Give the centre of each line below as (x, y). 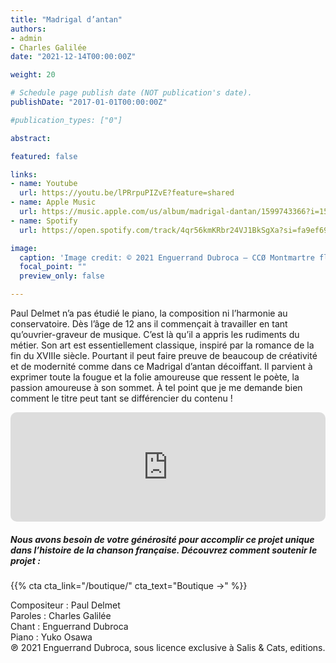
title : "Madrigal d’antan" (66, 19)
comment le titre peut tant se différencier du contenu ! (121, 398)
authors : (28, 29)
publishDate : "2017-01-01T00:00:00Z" (89, 102)
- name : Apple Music (53, 202)
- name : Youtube (44, 184)
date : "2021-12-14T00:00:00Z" (73, 57)
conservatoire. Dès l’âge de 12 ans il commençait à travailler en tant (149, 324)
